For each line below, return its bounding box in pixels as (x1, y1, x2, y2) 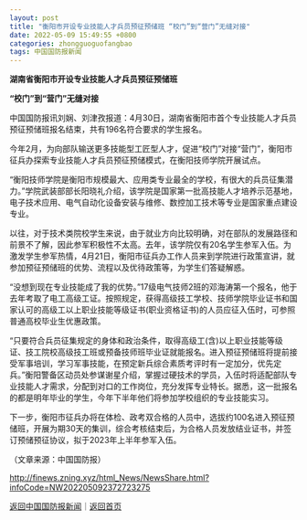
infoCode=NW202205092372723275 (9, 482, 151, 493)
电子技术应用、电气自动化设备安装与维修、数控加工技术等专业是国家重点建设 (9, 197, 298, 208)
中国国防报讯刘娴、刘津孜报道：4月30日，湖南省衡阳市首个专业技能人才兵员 (9, 112, 297, 123)
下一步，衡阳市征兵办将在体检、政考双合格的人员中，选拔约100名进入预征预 (9, 412, 295, 423)
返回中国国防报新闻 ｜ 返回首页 (9, 501, 122, 512)
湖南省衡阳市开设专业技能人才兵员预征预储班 (9, 74, 178, 85)
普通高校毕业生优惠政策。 (9, 316, 106, 327)
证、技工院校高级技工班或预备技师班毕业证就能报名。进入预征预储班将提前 (9, 346, 290, 357)
